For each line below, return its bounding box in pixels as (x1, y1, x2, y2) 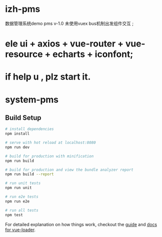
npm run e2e (5, 199, 30, 204)
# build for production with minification (5, 153, 94, 159)
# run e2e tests (5, 194, 39, 199)
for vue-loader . (5, 227, 36, 233)
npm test (5, 212, 23, 217)
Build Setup (5, 113, 41, 122)
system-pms (5, 94, 59, 105)
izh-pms (5, 3, 40, 15)
